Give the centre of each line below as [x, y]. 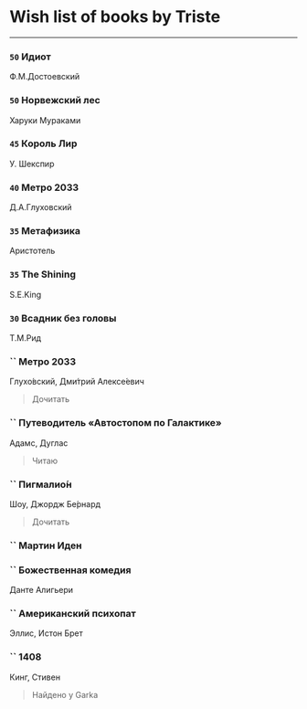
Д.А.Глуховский [41, 207]
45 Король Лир [43, 143]
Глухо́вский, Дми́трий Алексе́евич [77, 382]
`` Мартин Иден [46, 545]
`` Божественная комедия [70, 570]
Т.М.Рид [26, 338]
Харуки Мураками [45, 120]
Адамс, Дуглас [39, 443]
